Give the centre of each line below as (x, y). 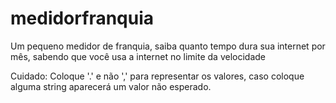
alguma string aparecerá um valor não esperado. (111, 86)
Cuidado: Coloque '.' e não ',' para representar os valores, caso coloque (157, 76)
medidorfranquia (82, 18)
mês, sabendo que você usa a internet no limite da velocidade (138, 56)
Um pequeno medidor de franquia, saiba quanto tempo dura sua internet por (168, 46)
